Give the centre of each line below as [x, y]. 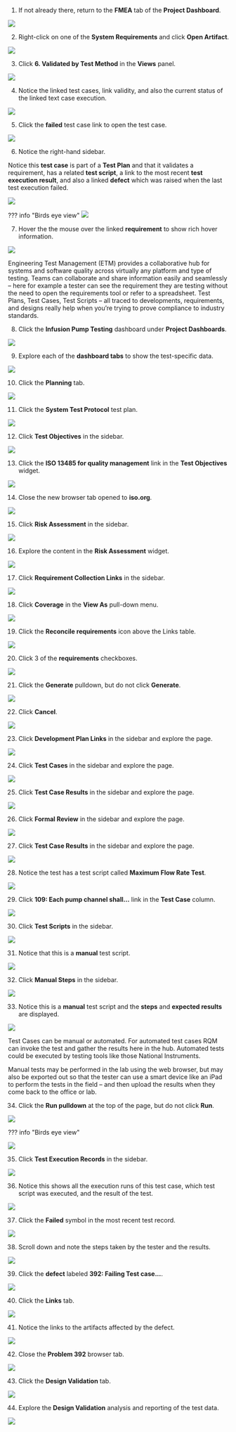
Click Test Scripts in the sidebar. [65, 926]
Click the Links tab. [46, 1301]
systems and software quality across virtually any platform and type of [110, 271]
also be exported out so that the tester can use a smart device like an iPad [115, 1077]
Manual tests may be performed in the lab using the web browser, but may [116, 1069]
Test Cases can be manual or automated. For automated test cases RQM [113, 1041]
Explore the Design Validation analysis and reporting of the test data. [119, 1408]
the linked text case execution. [63, 98]
